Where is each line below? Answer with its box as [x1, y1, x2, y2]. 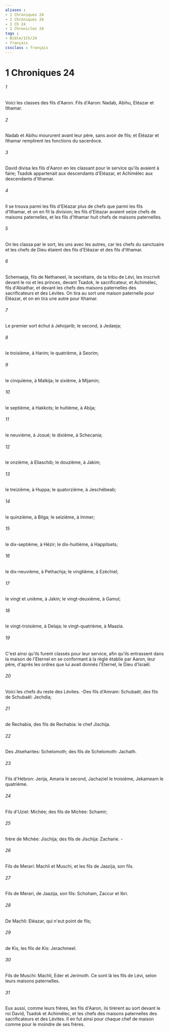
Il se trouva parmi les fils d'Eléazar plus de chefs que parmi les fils [5, 203, 143, 209]
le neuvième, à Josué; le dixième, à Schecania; [5, 432, 103, 438]
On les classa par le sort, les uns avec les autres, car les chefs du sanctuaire [5, 241, 164, 247]
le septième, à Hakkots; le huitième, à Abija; [5, 404, 96, 411]
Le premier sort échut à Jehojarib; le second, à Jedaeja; [5, 323, 122, 329]
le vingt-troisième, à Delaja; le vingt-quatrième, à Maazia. [5, 623, 125, 629]
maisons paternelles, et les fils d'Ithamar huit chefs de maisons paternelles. [5, 214, 162, 220]
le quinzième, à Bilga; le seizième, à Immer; [5, 514, 95, 520]
